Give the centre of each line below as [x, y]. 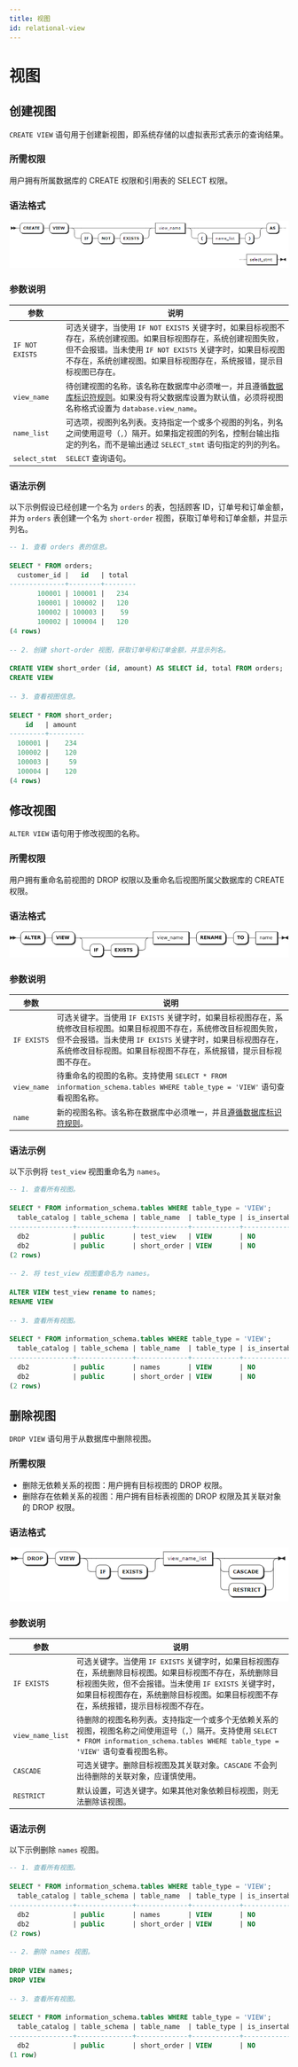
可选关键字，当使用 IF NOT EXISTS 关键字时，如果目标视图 [172, 327]
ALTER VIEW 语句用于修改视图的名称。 [77, 834]
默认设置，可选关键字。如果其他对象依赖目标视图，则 [174, 1790]
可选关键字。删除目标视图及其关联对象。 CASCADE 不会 [173, 1766]
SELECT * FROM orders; [51, 566]
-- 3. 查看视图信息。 [44, 696]
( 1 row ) [24, 2055]
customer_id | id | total [73, 575]
